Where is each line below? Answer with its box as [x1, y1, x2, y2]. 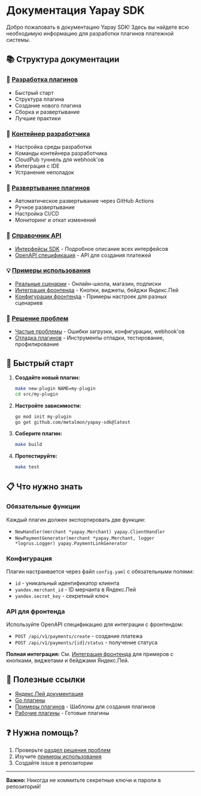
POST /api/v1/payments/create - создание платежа [14, 633, 143, 640]
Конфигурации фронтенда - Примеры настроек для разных [14, 292, 167, 300]
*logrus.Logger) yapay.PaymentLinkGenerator [14, 540, 128, 546]
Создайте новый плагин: [14, 373, 80, 381]
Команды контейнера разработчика [14, 149, 108, 157]
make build [14, 442, 42, 448]
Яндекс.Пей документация [14, 690, 84, 698]
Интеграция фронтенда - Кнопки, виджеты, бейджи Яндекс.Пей [14, 286, 179, 294]
